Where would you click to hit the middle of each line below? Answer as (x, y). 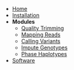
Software (23, 61)
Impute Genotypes (44, 47)
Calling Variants (41, 41)
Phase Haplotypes (44, 54)
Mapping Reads (41, 35)
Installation (26, 15)
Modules (23, 22)
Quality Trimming (42, 28)
